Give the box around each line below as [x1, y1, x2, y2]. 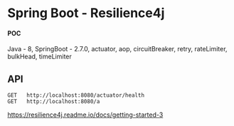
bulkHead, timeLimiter [7, 52, 73, 61]
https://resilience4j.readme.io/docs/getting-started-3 [7, 110, 164, 119]
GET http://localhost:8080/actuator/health [7, 92, 144, 99]
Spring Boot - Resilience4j [7, 5, 165, 21]
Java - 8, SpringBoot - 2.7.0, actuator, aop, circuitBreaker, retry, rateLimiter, [7, 45, 228, 53]
